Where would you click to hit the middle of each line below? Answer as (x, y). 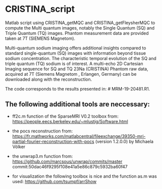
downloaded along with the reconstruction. (49, 79)
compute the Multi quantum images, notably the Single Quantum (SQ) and (80, 28)
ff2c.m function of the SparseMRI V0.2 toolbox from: (65, 116)
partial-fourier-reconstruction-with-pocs (53, 141)
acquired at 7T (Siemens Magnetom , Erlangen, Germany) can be (71, 74)
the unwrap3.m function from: (42, 156)
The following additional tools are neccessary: (78, 104)
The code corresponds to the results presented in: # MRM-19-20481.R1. (78, 89)
